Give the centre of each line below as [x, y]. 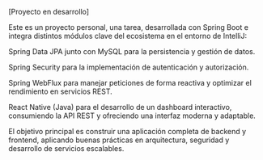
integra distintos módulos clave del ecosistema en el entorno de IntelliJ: [128, 36]
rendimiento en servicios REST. [61, 91]
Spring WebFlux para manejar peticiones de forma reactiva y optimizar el [130, 83]
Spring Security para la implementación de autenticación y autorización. [129, 67]
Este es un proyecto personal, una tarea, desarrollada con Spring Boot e [129, 27]
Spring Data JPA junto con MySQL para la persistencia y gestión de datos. [132, 51]
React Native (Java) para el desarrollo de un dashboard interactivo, [120, 107]
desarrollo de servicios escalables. [66, 148]
